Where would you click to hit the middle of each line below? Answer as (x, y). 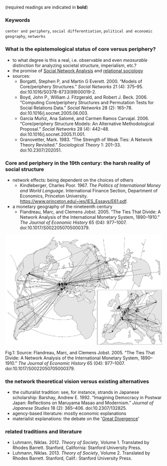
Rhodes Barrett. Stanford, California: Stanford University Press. (77, 448)
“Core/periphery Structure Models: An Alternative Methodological (87, 124)
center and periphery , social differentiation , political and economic (79, 31)
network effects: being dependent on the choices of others (73, 180)
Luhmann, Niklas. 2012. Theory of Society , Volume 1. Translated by (81, 443)
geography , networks (25, 36)
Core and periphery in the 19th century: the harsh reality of (78, 163)
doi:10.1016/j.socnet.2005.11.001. (53, 134)
